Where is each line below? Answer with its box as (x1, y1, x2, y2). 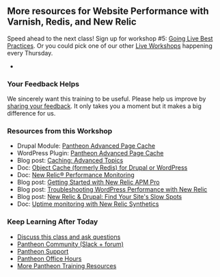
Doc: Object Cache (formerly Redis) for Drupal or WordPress (16, 163, 188, 172)
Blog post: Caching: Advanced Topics (16, 157, 124, 165)
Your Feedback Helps (7, 79, 80, 88)
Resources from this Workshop (7, 127, 113, 136)
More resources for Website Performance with (7, 5, 210, 17)
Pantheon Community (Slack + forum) (16, 239, 124, 248)
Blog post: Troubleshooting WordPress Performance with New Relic (16, 185, 208, 194)
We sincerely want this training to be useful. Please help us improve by (7, 95, 206, 103)
